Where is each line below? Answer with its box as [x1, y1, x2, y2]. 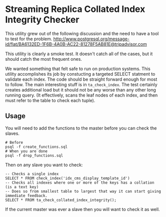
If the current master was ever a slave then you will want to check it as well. [5, 206, 160, 212]
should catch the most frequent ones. [5, 56, 82, 62]
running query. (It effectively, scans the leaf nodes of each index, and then [5, 92, 158, 98]
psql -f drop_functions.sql [5, 153, 64, 158]
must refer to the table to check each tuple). [5, 97, 95, 103]
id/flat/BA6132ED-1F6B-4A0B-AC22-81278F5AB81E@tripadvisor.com [5, 41, 147, 47]
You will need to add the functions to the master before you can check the [5, 125, 157, 131]
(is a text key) [5, 184, 39, 190]
